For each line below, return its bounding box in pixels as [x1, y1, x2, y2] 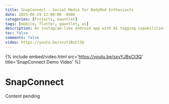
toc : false [5, 30, 28, 35]
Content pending [5, 93, 40, 99]
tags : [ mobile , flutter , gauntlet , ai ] [5, 21, 89, 26]
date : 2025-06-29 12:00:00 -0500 [5, 12, 75, 17]
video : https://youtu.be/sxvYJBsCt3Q [5, 40, 84, 45]
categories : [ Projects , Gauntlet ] [5, 16, 78, 21]
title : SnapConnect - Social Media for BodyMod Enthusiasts [5, 7, 134, 12]
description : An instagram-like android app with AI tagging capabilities [5, 26, 165, 31]
